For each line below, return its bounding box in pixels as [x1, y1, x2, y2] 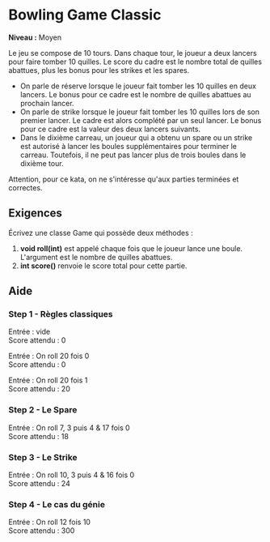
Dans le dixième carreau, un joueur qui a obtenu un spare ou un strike [19, 132, 253, 143]
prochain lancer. [19, 98, 74, 108]
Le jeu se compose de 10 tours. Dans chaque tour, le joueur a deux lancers [8, 48, 257, 58]
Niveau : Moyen [8, 32, 62, 42]
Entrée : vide [8, 326, 51, 337]
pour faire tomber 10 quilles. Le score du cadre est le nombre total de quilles [8, 57, 263, 66]
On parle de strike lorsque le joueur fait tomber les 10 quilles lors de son [19, 107, 260, 117]
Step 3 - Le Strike [8, 451, 78, 463]
